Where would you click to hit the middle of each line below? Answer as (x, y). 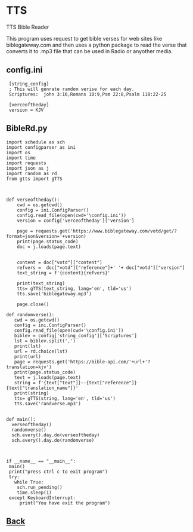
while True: (29, 482)
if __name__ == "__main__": (41, 461)
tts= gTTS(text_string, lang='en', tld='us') (74, 288)
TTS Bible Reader (28, 27)
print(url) (28, 356)
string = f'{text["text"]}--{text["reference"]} (75, 383)
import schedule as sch (36, 142)
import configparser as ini (41, 147)
